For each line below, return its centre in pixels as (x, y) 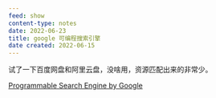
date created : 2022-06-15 (51, 46)
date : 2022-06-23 (37, 31)
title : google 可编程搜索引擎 (55, 38)
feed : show (26, 16)
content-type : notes (43, 23)
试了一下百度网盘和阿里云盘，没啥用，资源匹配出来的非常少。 (110, 70)
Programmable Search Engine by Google (75, 86)
